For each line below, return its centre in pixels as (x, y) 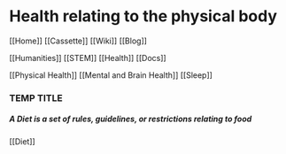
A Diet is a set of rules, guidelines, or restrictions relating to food (131, 119)
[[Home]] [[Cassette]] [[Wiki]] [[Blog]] (78, 41)
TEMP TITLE (36, 97)
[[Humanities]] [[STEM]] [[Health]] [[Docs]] (88, 58)
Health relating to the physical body (143, 16)
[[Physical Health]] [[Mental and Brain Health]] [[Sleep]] (111, 75)
